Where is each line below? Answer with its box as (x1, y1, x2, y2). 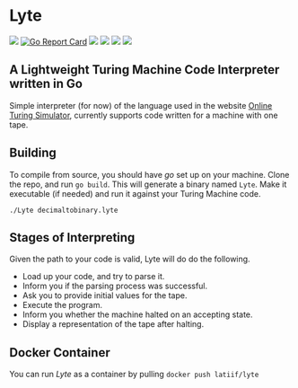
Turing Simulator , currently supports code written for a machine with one (9, 110, 278, 120)
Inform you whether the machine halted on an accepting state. (22, 309, 253, 320)
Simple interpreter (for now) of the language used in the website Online (9, 100, 273, 110)
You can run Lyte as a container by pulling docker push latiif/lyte (9, 369, 259, 380)
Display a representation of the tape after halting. (22, 319, 205, 330)
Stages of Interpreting (9, 230, 136, 245)
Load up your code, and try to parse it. (22, 271, 165, 282)
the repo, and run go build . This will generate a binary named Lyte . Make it (9, 179, 287, 190)
